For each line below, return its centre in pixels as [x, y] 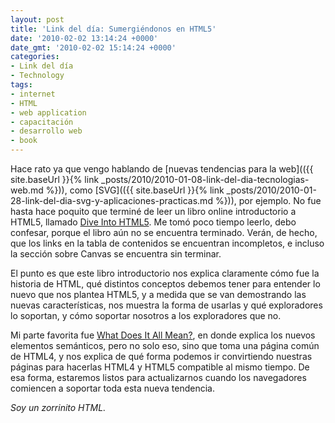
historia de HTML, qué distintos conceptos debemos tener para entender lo [165, 284]
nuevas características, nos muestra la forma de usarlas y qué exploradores [166, 305]
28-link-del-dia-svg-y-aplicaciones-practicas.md [111, 200]
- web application [48, 112]
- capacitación [42, 122]
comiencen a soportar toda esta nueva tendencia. [113, 388]
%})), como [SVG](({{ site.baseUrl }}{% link [135, 190]
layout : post [37, 19]
